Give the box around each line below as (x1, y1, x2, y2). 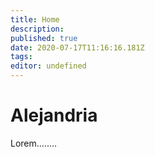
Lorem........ (10, 137, 58, 149)
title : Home (10, 14, 60, 25)
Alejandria (10, 104, 98, 127)
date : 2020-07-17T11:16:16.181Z (10, 42, 145, 53)
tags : (10, 52, 33, 62)
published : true (10, 33, 78, 43)
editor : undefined (10, 61, 87, 71)
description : (10, 24, 65, 34)
